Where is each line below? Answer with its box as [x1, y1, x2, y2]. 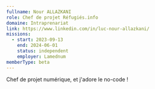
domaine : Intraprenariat [6, 20, 69, 26]
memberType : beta [6, 59, 50, 65]
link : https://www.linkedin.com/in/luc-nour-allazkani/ [6, 25, 150, 32]
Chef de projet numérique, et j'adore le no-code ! [6, 76, 128, 83]
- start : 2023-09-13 [11, 37, 63, 43]
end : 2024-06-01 [17, 43, 59, 49]
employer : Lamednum [17, 54, 66, 60]
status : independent [17, 48, 69, 54]
